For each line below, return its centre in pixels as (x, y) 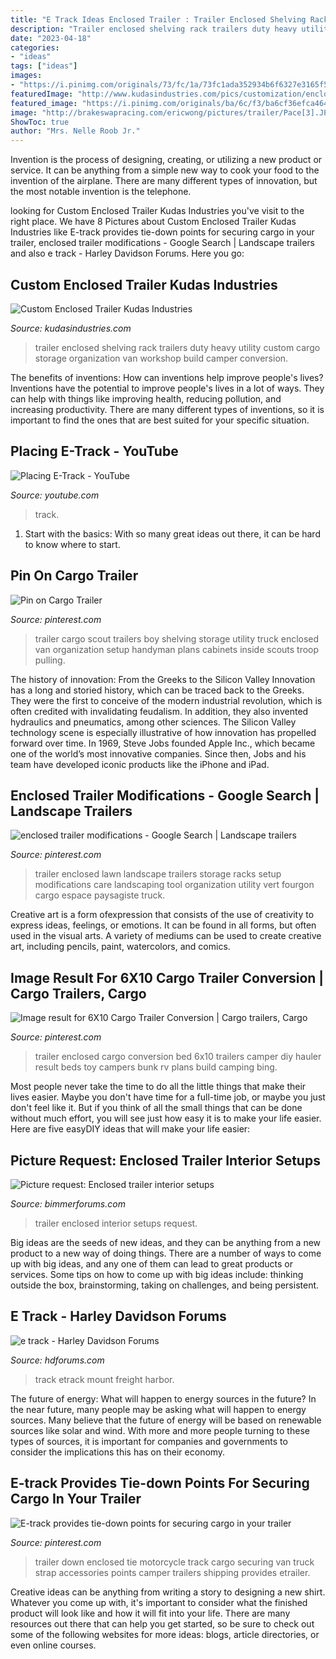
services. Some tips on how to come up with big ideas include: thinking (157, 1274)
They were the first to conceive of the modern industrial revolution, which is (166, 700)
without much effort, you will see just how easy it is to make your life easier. (166, 1118)
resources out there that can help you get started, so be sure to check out (162, 1623)
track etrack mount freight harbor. (104, 1379)
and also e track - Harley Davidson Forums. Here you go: (127, 253)
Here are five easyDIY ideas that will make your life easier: (130, 1129)
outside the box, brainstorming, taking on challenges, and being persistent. (165, 1285)
